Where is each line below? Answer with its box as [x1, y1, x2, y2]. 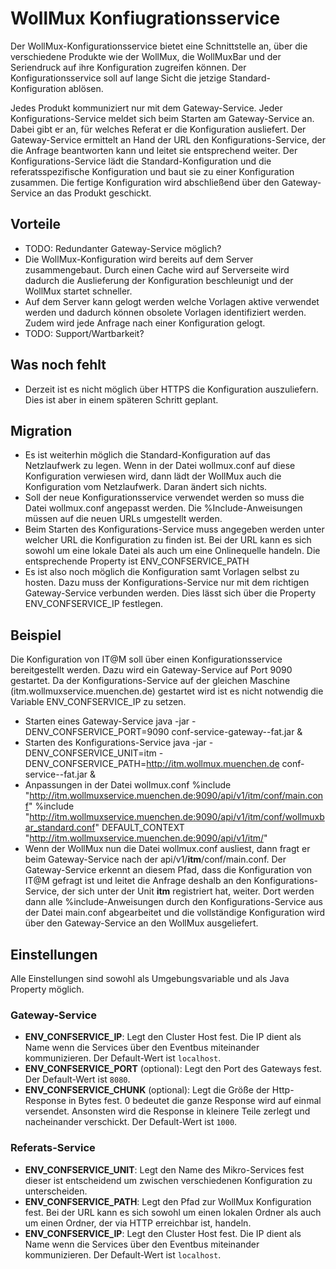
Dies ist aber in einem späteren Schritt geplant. [24, 393, 219, 406]
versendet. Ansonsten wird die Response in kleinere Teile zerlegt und [24, 1105, 311, 1117]
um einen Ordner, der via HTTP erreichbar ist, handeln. [24, 1217, 252, 1229]
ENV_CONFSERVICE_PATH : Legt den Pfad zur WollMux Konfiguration [24, 1195, 312, 1207]
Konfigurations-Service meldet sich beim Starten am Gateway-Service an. [10, 112, 315, 124]
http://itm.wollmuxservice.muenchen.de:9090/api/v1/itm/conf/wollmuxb [29, 811, 325, 823]
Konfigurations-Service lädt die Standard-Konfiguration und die [10, 155, 272, 167]
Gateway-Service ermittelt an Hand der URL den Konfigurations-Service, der [10, 133, 326, 146]
